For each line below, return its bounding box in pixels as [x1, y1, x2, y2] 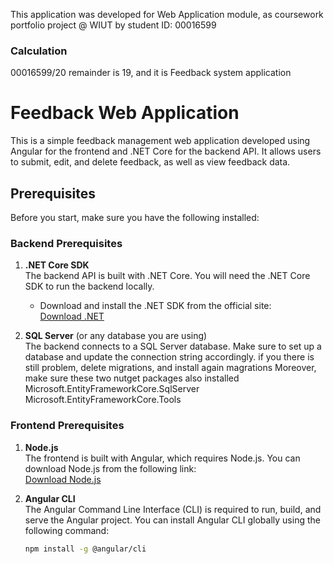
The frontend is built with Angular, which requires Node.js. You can [24, 452, 301, 464]
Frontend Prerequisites [10, 419, 125, 433]
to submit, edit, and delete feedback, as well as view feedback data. [10, 156, 291, 168]
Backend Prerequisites [10, 236, 123, 250]
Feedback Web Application [10, 102, 240, 124]
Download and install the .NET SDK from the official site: [39, 300, 272, 312]
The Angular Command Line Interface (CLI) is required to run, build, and [24, 503, 322, 515]
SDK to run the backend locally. [24, 280, 155, 293]
